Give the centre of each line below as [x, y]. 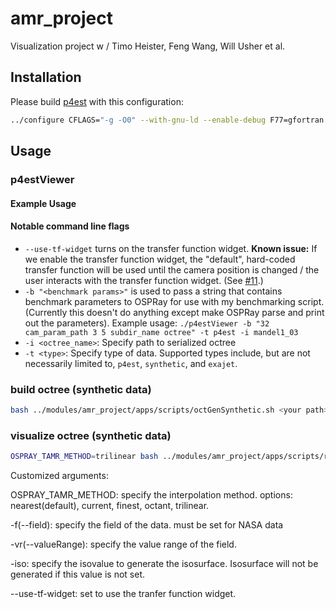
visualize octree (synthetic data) [91, 435]
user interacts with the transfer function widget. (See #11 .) [144, 280]
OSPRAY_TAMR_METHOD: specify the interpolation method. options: [151, 495]
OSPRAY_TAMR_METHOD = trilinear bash [84, 457]
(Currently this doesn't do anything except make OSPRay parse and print [174, 312]
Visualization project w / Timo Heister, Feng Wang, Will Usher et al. [148, 46]
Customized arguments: [59, 476]
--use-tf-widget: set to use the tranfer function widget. [123, 594]
